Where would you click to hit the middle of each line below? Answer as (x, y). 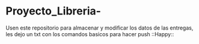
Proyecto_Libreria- (54, 11)
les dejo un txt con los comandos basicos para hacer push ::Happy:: (90, 34)
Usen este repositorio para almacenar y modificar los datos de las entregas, (99, 28)
